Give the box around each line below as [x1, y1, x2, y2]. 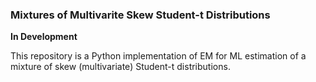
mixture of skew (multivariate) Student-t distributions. [10, 61, 231, 73]
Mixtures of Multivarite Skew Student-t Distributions [10, 8, 271, 22]
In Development [10, 31, 78, 43]
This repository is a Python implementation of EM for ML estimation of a [10, 50, 307, 62]
